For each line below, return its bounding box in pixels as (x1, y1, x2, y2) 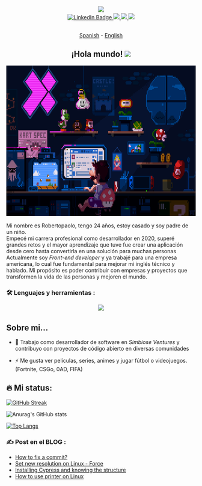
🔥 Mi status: (6, 383, 52, 393)
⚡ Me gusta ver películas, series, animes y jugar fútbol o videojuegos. (14, 357, 188, 364)
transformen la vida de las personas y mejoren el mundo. (6, 273, 147, 280)
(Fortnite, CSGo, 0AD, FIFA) (14, 365, 83, 372)
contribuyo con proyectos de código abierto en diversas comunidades (14, 345, 189, 352)
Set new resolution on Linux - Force (14, 460, 103, 467)
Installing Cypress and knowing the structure (14, 466, 126, 474)
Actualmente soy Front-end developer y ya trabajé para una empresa (6, 254, 177, 261)
